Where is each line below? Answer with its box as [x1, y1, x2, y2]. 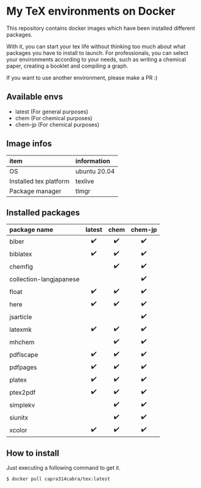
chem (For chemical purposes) [15, 114, 93, 121]
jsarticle [9, 312, 32, 321]
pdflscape [9, 350, 38, 359]
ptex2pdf [9, 388, 36, 396]
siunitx [9, 413, 29, 422]
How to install [6, 448, 60, 458]
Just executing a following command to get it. [6, 464, 121, 472]
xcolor [9, 426, 27, 434]
